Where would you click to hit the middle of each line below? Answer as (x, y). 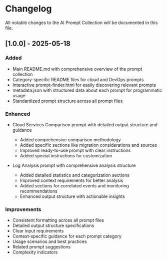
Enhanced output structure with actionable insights (72, 196)
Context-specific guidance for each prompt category (67, 236)
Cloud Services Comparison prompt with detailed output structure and (85, 124)
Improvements (23, 209)
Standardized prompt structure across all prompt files (67, 101)
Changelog (28, 9)
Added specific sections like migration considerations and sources (88, 145)
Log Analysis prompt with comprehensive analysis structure (74, 165)
